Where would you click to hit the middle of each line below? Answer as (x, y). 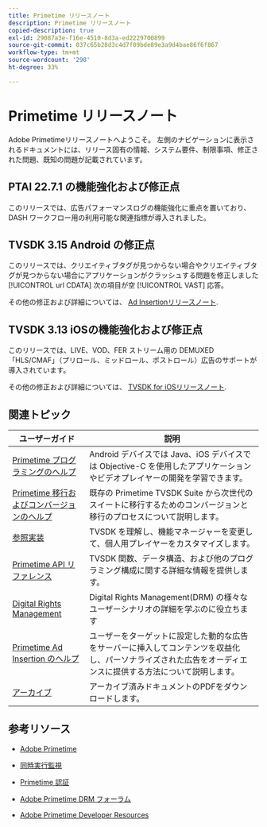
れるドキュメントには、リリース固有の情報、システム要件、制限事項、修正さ (133, 149)
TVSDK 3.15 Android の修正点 (81, 244)
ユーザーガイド (47, 439)
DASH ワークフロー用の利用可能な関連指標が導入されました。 (109, 217)
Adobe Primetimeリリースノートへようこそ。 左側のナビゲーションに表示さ (131, 139)
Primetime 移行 (41, 493)
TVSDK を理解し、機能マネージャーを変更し (171, 531)
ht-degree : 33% (33, 68)
